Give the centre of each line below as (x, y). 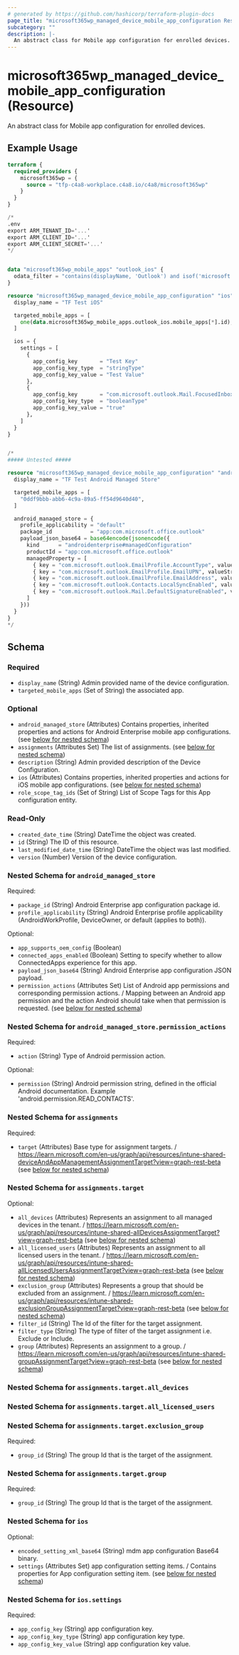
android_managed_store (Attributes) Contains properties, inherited (113, 724)
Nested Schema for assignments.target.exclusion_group (106, 1425)
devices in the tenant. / (51, 1225)
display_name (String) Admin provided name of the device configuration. (123, 683)
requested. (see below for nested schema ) (80, 1008)
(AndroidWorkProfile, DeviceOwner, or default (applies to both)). (112, 920)
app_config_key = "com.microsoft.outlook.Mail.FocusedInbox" (135, 394)
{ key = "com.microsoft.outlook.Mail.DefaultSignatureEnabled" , (130, 592)
